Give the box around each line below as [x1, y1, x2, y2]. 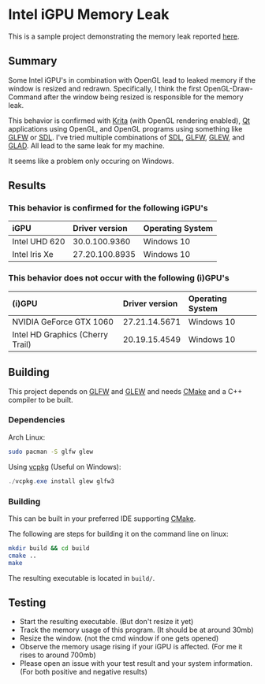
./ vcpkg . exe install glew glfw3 [8, 477, 114, 485]
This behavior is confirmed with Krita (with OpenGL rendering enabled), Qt [8, 116, 251, 125]
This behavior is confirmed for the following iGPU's [8, 203, 208, 214]
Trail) [12, 339, 32, 350]
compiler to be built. [8, 395, 73, 404]
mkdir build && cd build [8, 544, 90, 552]
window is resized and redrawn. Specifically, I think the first [8, 84, 202, 93]
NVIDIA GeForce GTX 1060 [12, 316, 114, 327]
